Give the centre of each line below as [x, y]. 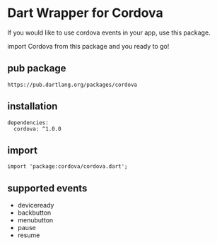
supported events [47, 188]
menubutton [35, 220]
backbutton [34, 213]
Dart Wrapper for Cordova [86, 13]
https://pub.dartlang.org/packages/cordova [72, 85]
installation [33, 106]
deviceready [36, 205]
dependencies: [28, 122]
